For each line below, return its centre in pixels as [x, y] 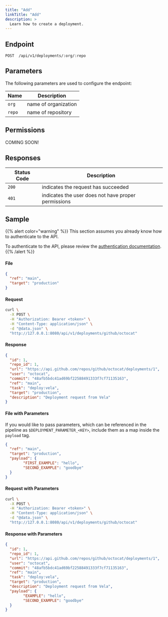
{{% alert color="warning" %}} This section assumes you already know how [83, 231]
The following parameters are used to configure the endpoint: [69, 83]
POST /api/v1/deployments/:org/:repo [45, 56]
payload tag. [18, 435]
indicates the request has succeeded [85, 187]
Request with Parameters [32, 488]
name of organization [52, 104]
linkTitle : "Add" [23, 15]
